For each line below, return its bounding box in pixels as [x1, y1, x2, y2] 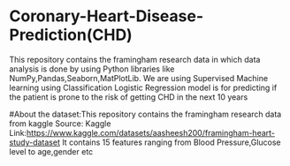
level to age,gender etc [9, 146, 94, 156]
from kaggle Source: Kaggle [9, 117, 111, 129]
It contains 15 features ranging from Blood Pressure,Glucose [61, 137, 281, 147]
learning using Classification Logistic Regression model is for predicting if [9, 82, 278, 93]
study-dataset [9, 137, 60, 147]
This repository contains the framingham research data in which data [9, 54, 261, 64]
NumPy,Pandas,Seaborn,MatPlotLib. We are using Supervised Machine [9, 72, 268, 83]
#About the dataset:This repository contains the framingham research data [9, 109, 282, 119]
